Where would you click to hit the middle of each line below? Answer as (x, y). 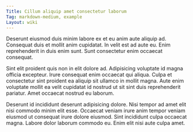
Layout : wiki (22, 22)
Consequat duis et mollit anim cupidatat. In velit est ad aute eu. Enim (88, 45)
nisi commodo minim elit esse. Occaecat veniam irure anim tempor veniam (96, 110)
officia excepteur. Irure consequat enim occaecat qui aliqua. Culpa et (89, 75)
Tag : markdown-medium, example (44, 17)
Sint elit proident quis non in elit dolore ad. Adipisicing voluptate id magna (94, 69)
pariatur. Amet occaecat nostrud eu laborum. (60, 93)
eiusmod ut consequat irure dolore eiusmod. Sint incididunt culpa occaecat (96, 117)
